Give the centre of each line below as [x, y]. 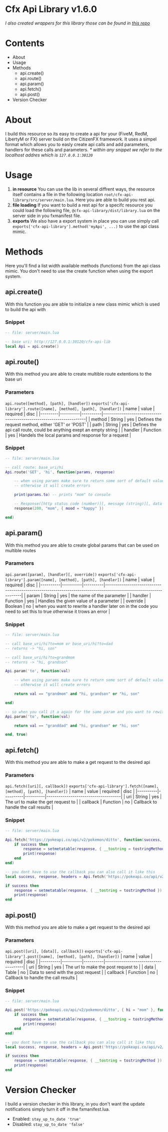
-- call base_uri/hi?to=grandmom [40, 657]
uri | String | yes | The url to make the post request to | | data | [92, 967]
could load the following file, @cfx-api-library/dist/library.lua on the [86, 210]
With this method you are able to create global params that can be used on [82, 545]
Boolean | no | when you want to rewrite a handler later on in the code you [81, 606]
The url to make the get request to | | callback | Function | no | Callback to [81, 802]
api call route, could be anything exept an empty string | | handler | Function [83, 430]
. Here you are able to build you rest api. [114, 200]
